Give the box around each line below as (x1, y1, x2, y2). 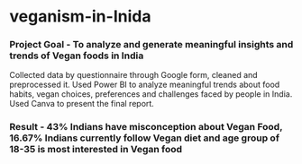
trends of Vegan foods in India (9, 49, 144, 62)
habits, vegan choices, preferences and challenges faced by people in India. (9, 89, 293, 99)
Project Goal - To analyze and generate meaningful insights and (9, 39, 294, 51)
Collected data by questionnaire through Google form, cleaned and (9, 70, 259, 81)
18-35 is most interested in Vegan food (9, 143, 183, 156)
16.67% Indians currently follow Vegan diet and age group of (9, 132, 279, 144)
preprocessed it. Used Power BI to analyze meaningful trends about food (9, 79, 280, 91)
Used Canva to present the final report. (9, 99, 155, 109)
